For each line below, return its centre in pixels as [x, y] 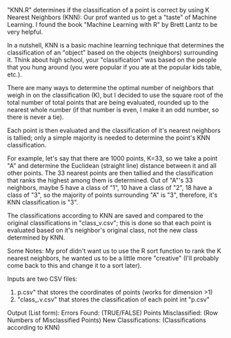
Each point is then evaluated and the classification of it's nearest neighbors [114, 130]
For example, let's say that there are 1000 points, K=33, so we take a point [112, 158]
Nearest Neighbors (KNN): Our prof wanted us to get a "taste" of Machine [112, 17]
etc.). [14, 74]
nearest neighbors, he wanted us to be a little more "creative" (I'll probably [113, 258]
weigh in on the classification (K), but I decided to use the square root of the [115, 95]
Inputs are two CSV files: [42, 279]
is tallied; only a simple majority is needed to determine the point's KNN [109, 138]
